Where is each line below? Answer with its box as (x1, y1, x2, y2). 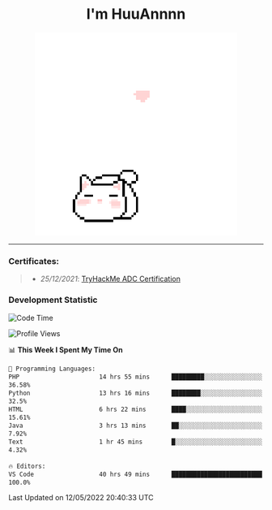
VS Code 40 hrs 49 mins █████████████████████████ (8, 470, 263, 478)
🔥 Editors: (8, 462, 46, 470)
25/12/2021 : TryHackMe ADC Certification (40, 274, 181, 284)
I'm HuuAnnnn (86, 5, 186, 24)
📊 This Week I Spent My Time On (8, 344, 123, 354)
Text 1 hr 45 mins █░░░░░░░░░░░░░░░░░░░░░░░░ (8, 438, 263, 446)
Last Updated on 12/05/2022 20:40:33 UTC (8, 492, 154, 502)
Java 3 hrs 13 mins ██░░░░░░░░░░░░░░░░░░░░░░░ (8, 421, 263, 430)
